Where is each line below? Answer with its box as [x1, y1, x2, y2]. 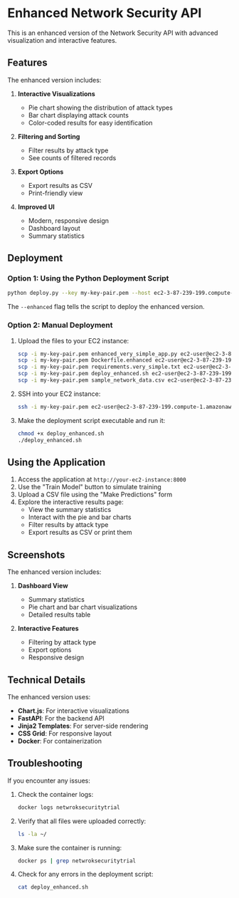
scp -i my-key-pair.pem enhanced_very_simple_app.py [17, 350, 178, 357]
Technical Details [7, 674, 86, 686]
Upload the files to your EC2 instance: [17, 336, 129, 345]
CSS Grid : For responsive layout [17, 729, 112, 738]
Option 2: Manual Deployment [7, 320, 113, 330]
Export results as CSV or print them [28, 528, 132, 537]
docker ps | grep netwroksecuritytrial [17, 857, 137, 865]
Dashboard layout [28, 224, 80, 232]
